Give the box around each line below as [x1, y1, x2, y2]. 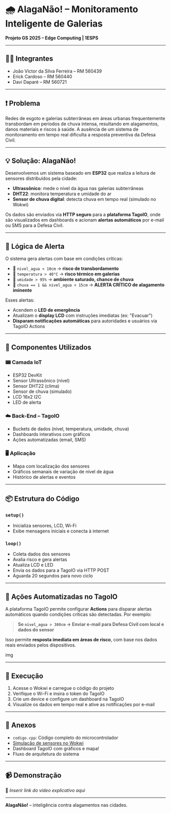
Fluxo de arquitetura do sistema [12, 751, 79, 757]
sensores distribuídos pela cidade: [5, 175, 77, 181]
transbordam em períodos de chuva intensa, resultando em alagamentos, [5, 121, 159, 127]
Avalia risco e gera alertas [12, 556, 67, 563]
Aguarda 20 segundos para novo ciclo [12, 573, 93, 579]
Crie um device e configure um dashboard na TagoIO [12, 696, 125, 702]
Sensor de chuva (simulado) [12, 388, 72, 394]
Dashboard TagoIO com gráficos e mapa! [12, 745, 99, 751]
